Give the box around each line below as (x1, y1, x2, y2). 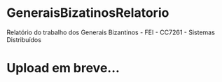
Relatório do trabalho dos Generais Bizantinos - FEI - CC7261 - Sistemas (6, 28, 215, 36)
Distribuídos (6, 35, 41, 43)
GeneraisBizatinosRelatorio (6, 5, 169, 21)
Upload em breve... (6, 60, 120, 76)
